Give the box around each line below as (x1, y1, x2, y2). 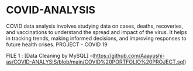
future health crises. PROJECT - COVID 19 (6, 41, 108, 48)
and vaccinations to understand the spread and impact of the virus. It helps (6, 28, 187, 35)
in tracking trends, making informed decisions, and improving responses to (6, 35, 187, 42)
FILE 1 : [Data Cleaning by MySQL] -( (6, 52, 95, 59)
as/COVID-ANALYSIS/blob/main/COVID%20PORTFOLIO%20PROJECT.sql (6, 58, 185, 65)
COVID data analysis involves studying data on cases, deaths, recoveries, (6, 23, 183, 29)
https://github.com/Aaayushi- (94, 52, 165, 59)
